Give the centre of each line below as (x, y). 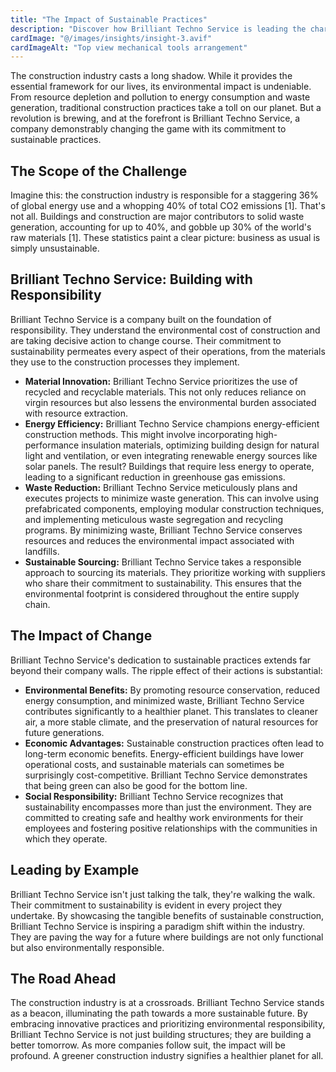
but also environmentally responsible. (87, 947)
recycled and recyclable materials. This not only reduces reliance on (165, 392)
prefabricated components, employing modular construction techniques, (174, 508)
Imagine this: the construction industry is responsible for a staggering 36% (164, 195)
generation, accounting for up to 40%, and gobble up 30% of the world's (161, 227)
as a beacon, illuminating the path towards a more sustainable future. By (159, 1013)
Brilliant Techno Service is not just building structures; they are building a (161, 1035)
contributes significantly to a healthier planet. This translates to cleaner (171, 711)
